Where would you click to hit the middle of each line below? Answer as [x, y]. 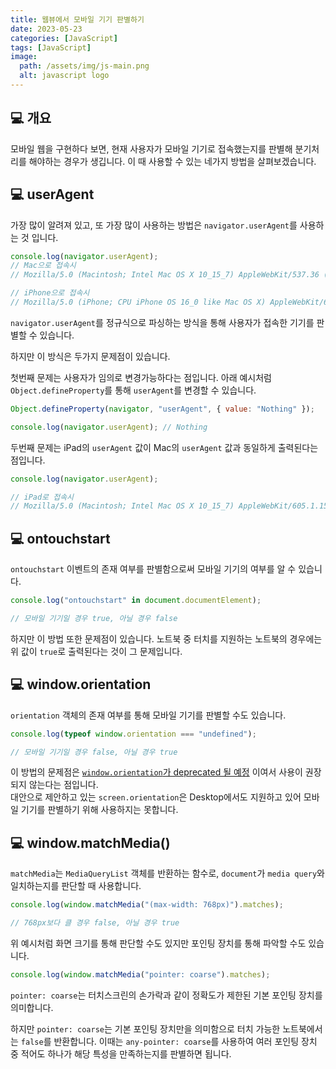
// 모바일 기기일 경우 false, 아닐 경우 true [94, 752]
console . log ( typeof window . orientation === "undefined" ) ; [133, 734]
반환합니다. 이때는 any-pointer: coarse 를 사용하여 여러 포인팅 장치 [185, 1041]
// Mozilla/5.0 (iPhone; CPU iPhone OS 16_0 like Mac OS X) [138, 302]
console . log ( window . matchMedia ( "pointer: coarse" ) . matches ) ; [140, 974]
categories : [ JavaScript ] [64, 38]
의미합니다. [32, 1007]
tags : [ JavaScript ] [51, 47]
